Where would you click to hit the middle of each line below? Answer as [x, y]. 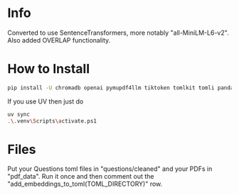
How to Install [49, 69]
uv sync [19, 114]
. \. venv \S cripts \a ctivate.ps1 [52, 121]
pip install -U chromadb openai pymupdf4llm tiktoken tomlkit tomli [111, 88]
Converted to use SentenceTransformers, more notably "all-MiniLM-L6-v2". [118, 33]
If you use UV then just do [46, 101]
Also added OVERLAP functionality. [59, 40]
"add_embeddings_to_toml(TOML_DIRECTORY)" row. [85, 184]
